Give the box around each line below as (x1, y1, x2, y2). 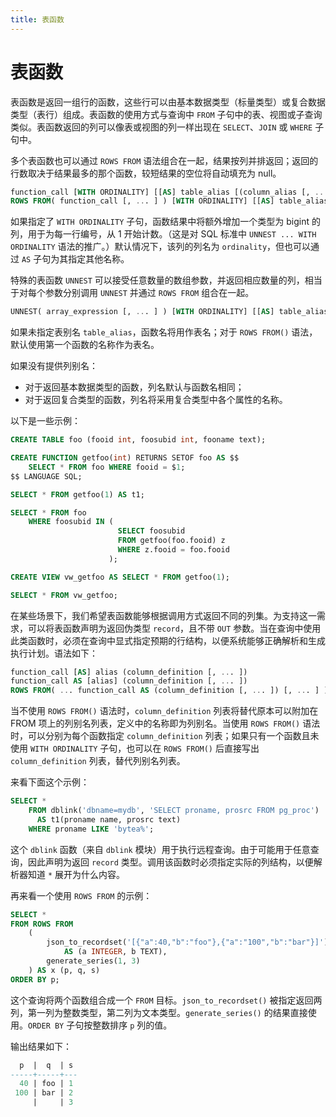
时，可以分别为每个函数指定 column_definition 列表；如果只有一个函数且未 (10, 730, 320, 742)
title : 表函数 (10, 14, 65, 25)
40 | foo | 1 (19, 1079, 74, 1089)
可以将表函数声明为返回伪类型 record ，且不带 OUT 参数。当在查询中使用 (27, 622, 322, 634)
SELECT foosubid (117, 526, 186, 536)
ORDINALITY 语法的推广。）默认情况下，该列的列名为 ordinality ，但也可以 (10, 241, 312, 253)
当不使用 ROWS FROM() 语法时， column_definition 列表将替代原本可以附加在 (10, 705, 319, 717)
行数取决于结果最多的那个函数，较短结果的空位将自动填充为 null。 (10, 167, 282, 179)
